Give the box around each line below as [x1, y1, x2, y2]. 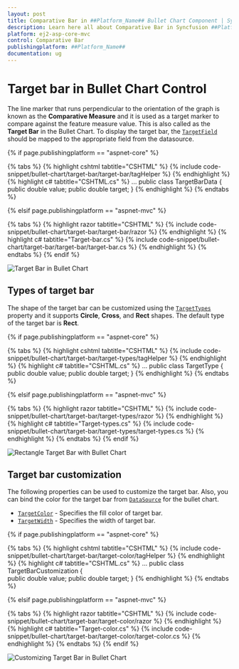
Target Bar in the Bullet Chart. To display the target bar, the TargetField [7, 127, 218, 135]
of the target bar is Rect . [7, 318, 80, 327]
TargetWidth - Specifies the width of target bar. [17, 517, 156, 525]
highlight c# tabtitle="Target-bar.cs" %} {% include [7, 235, 158, 243]
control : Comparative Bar [7, 37, 84, 44]
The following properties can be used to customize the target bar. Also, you [7, 488, 229, 496]
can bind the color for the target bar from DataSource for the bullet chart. [7, 495, 219, 504]
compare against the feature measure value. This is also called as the [7, 119, 211, 128]
